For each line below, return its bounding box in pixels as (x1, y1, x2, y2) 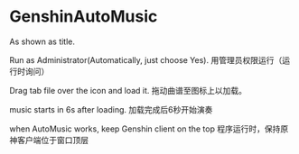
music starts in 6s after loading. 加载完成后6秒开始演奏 (9, 104, 213, 114)
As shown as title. (9, 36, 75, 47)
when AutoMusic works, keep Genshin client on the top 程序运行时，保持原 (9, 123, 289, 134)
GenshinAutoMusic (9, 6, 158, 27)
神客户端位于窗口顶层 (9, 134, 89, 145)
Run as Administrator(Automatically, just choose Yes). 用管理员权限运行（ (9, 54, 283, 65)
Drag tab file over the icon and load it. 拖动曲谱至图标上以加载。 (9, 85, 247, 95)
